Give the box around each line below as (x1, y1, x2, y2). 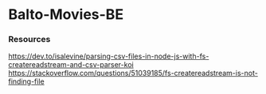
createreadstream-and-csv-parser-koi (8, 60, 134, 70)
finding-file (8, 77, 45, 86)
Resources (8, 34, 51, 45)
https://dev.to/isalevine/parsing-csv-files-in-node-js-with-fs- (8, 51, 209, 61)
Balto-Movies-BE (8, 6, 124, 24)
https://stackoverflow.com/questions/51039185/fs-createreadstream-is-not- (8, 69, 259, 78)
